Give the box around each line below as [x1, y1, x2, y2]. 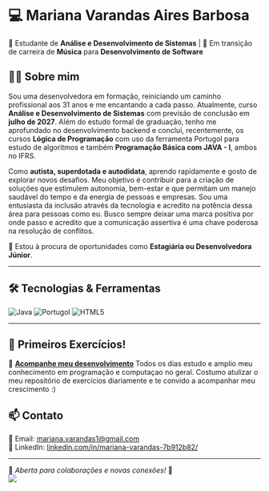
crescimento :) [8, 384, 56, 394]
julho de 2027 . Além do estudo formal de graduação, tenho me [8, 117, 217, 127]
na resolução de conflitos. [8, 226, 94, 235]
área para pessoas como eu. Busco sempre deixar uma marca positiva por [8, 209, 254, 219]
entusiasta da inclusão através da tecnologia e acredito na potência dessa [8, 200, 253, 210]
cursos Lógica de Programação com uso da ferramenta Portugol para [8, 134, 239, 143]
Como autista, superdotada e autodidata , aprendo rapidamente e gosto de [8, 166, 258, 176]
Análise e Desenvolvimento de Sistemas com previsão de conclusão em [8, 108, 250, 118]
